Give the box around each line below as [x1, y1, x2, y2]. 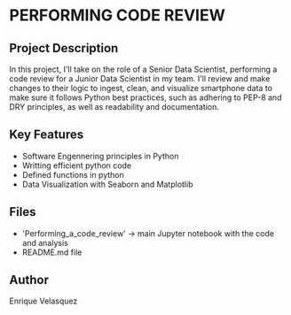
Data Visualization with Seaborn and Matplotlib [21, 179, 193, 189]
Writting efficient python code [21, 160, 131, 171]
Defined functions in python [21, 169, 124, 180]
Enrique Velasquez [9, 296, 78, 306]
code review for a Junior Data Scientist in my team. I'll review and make [9, 73, 271, 84]
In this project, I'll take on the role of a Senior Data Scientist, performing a [9, 64, 278, 74]
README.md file [21, 247, 83, 257]
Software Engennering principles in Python [21, 150, 179, 161]
